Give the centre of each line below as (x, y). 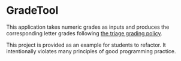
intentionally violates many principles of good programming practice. (91, 51)
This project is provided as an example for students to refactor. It (86, 45)
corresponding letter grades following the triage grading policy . (85, 33)
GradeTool (32, 10)
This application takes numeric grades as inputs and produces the (88, 27)
